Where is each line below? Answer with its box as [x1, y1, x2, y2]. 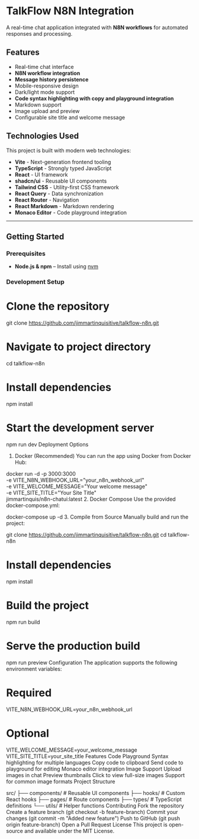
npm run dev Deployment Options [6, 441, 89, 448]
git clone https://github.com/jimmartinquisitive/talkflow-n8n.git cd [6, 531, 167, 538]
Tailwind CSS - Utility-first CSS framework [14, 183, 120, 191]
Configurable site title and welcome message [14, 114, 126, 121]
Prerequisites [6, 249, 46, 257]
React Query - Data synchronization [14, 190, 104, 197]
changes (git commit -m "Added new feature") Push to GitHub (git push [6, 815, 181, 822]
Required [6, 686, 52, 699]
